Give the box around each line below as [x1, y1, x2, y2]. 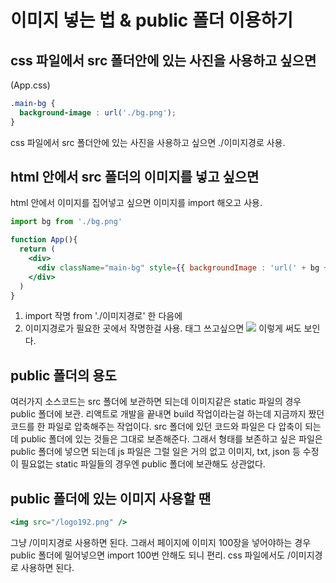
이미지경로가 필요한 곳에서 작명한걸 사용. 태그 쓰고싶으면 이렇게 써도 [24, 322, 302, 335]
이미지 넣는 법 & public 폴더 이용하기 [10, 9, 294, 32]
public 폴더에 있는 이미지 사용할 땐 [10, 490, 211, 507]
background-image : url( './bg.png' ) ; [19, 107, 177, 118]
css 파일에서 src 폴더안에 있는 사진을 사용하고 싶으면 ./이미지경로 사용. [10, 136, 286, 148]
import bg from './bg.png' [10, 217, 123, 227]
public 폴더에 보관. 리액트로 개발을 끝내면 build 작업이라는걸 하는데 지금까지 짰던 [10, 408, 325, 420]
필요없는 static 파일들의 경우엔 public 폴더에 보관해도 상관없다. [20, 458, 266, 470]
